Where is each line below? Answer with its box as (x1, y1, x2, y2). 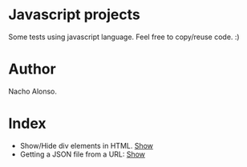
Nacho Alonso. (8, 86, 58, 96)
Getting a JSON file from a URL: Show (19, 149, 146, 159)
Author (8, 60, 56, 78)
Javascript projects (8, 6, 140, 24)
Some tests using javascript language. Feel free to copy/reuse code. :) (8, 32, 240, 42)
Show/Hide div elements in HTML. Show (19, 141, 154, 150)
